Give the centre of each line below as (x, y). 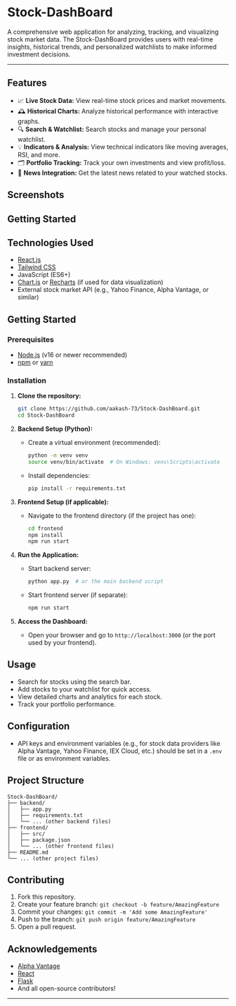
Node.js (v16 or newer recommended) (72, 355)
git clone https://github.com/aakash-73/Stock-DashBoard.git (109, 409)
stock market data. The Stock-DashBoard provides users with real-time (110, 39)
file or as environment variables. (64, 758)
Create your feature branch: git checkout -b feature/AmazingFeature (118, 904)
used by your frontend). (62, 643)
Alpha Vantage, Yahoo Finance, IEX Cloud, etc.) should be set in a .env (120, 751)
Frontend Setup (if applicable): (63, 502)
